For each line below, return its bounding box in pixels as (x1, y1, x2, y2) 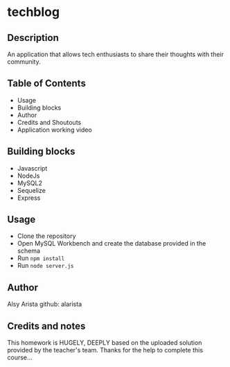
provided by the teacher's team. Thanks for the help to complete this (7, 346, 203, 355)
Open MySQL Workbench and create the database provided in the (17, 239, 206, 248)
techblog (7, 4, 60, 20)
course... (7, 353, 33, 361)
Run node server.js (17, 262, 74, 270)
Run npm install (17, 254, 65, 262)
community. (7, 58, 41, 66)
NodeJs (17, 171, 40, 180)
